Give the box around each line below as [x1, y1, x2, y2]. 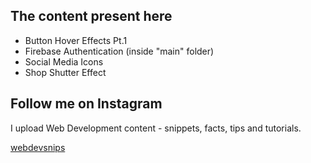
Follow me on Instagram [10, 95, 163, 113]
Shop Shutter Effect [24, 66, 107, 78]
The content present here [10, 8, 173, 25]
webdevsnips [10, 141, 66, 153]
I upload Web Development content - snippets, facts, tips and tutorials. [10, 122, 302, 134]
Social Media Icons [24, 55, 104, 68]
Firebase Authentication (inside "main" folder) [24, 45, 215, 57]
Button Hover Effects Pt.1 [24, 34, 128, 46]
